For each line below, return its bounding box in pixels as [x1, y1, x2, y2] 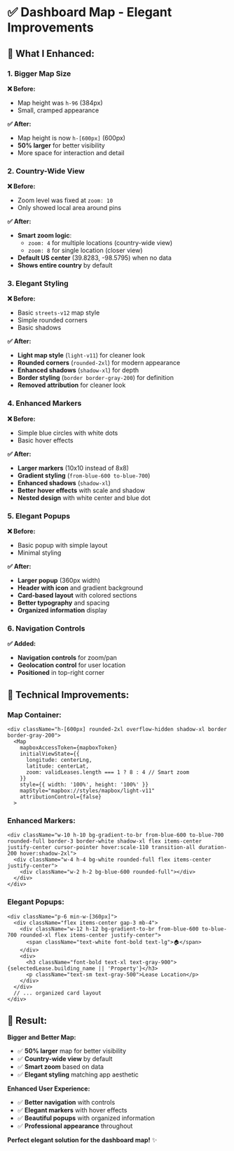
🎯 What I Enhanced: [7, 47, 95, 60]
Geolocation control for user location [17, 661, 126, 669]
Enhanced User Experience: [7, 1084, 90, 1093]
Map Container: [7, 710, 62, 720]
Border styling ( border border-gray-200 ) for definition [17, 374, 174, 382]
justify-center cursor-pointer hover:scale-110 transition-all [7, 844, 196, 851]
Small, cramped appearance [17, 106, 99, 114]
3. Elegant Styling [7, 279, 69, 289]
